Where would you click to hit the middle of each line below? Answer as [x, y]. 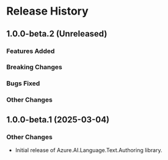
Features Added [31, 51]
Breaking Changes [35, 67]
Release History [47, 11]
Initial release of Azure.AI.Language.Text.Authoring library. [89, 150]
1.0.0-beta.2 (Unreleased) [57, 34]
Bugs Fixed [23, 83]
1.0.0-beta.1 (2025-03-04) [58, 120]
